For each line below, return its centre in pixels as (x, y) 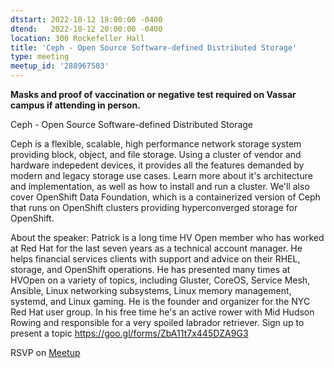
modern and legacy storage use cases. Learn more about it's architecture (161, 175)
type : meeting (40, 57)
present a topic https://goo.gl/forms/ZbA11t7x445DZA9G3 (129, 333)
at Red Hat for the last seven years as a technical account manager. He (156, 248)
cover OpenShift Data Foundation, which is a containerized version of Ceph (165, 197)
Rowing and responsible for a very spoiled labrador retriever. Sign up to (157, 322)
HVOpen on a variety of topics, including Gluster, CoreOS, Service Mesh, (160, 280)
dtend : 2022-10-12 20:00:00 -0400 (86, 29)
